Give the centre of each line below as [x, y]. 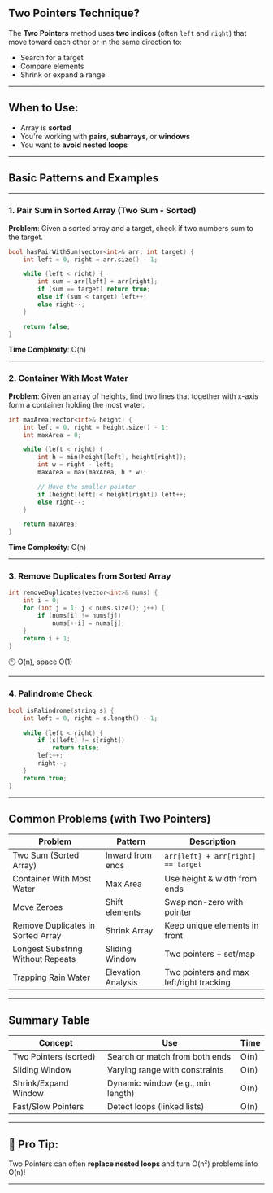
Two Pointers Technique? [74, 13]
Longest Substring [48, 949]
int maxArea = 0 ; [52, 435]
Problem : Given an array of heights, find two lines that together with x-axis [133, 396]
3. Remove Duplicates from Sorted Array [90, 576]
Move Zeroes [38, 907]
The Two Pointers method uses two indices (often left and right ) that [128, 33]
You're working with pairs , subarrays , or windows [105, 136]
